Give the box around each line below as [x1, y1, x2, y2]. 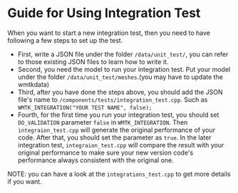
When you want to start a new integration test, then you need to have [7, 28, 210, 37]
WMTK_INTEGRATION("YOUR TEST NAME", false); [17, 104, 152, 111]
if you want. [7, 177, 42, 186]
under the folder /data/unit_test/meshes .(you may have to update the [17, 73, 223, 81]
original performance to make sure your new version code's [17, 148, 194, 157]
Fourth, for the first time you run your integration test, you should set [17, 110, 219, 119]
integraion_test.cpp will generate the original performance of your [17, 125, 216, 134]
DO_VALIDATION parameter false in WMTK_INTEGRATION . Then [17, 118, 188, 126]
